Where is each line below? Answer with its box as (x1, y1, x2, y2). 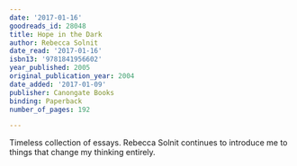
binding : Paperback (9, 96, 83, 106)
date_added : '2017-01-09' (9, 80, 106, 89)
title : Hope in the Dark (9, 30, 103, 39)
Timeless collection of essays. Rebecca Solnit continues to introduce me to (9, 137, 288, 148)
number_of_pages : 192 (9, 105, 91, 114)
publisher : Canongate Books (9, 88, 115, 97)
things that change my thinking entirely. (9, 147, 156, 158)
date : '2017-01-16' (9, 13, 83, 22)
